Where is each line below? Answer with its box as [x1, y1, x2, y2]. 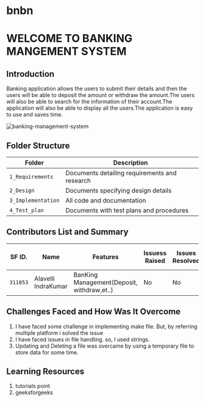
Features [92, 253, 119, 261]
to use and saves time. [6, 111, 63, 118]
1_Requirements [9, 173, 54, 180]
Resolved [172, 256, 200, 265]
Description [113, 159, 148, 167]
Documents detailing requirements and [65, 169, 177, 177]
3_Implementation [9, 197, 60, 204]
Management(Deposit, [73, 278, 138, 287]
